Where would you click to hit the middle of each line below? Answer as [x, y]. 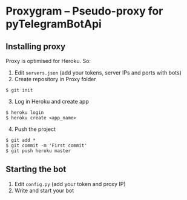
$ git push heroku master [38, 151]
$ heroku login [25, 113]
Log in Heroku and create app [51, 102]
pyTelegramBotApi [54, 24]
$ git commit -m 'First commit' [46, 145]
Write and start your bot [44, 190]
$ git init [19, 90]
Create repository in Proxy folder [55, 79]
